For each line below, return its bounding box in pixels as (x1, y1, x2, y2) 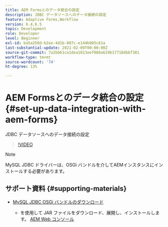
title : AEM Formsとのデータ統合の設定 (5, 7, 80, 13)
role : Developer (5, 31, 40, 36)
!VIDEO (17, 142, 33, 148)
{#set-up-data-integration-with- (5, 103, 146, 115)
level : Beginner (5, 36, 40, 41)
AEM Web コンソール (30, 216, 75, 222)
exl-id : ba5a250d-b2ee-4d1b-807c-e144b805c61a (5, 41, 106, 46)
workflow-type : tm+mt (5, 54, 51, 60)
